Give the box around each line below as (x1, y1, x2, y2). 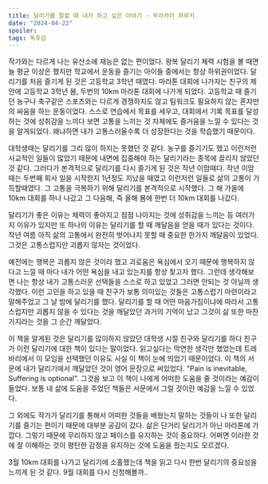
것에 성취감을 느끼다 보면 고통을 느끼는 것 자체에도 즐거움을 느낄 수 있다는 (22, 116, 251, 126)
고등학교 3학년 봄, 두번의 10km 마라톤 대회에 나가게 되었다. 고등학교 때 (22, 87, 242, 96)
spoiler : (8, 26, 37, 34)
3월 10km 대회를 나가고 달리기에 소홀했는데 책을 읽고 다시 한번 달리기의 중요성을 (8, 458, 258, 467)
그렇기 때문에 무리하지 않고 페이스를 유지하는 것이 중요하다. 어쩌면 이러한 (25, 431, 251, 440)
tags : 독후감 (8, 33, 46, 42)
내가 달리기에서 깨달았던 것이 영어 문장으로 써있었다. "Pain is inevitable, (22, 364, 247, 373)
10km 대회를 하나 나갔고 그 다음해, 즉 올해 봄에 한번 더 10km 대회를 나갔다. (8, 193, 240, 203)
